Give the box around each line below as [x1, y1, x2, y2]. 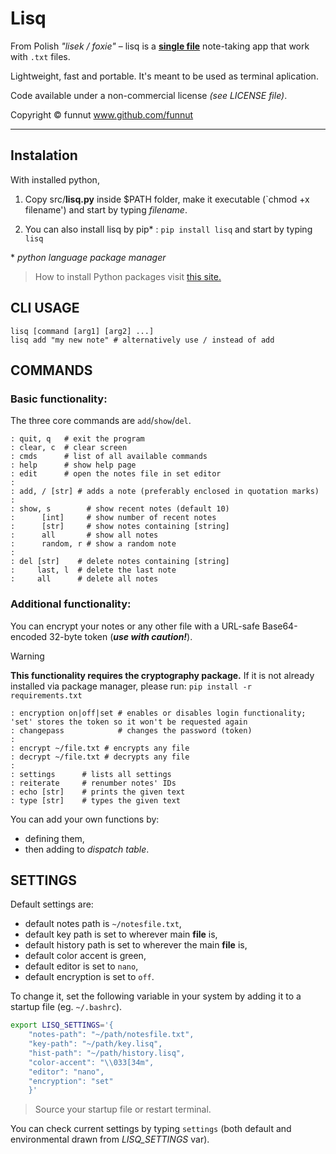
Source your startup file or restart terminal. [34, 1103, 212, 1116]
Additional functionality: [10, 597, 132, 611]
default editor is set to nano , [24, 960, 139, 972]
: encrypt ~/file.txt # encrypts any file [10, 743, 190, 753]
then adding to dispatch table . [24, 843, 150, 855]
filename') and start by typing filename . [24, 203, 188, 216]
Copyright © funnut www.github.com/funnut [10, 108, 194, 121]
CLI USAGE [10, 300, 80, 317]
